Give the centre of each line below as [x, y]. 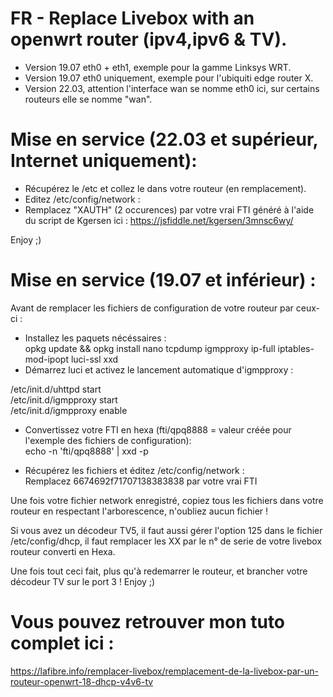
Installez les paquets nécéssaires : [95, 338]
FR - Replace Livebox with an [132, 18]
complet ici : [62, 643]
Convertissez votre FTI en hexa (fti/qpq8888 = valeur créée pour [158, 429]
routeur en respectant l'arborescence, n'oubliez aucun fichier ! [139, 511]
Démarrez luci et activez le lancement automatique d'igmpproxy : [159, 369]
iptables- [296, 348]
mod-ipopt [46, 359]
